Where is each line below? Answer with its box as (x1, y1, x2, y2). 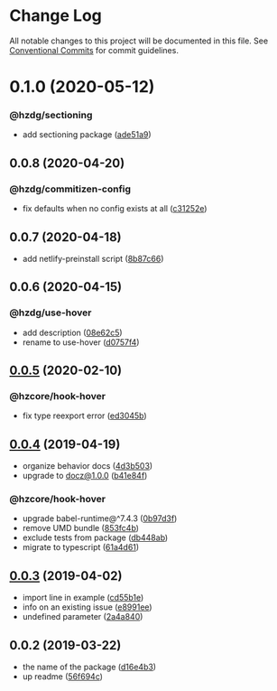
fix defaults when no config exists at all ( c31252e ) (22, 203, 208, 214)
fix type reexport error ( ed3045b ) (22, 410, 147, 421)
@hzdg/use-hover (9, 306, 92, 319)
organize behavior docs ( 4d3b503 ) (22, 461, 153, 472)
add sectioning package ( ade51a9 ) (22, 129, 152, 140)
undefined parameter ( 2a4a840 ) (22, 612, 143, 622)
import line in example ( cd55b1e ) (22, 593, 144, 603)
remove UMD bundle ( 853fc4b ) (22, 523, 140, 534)
